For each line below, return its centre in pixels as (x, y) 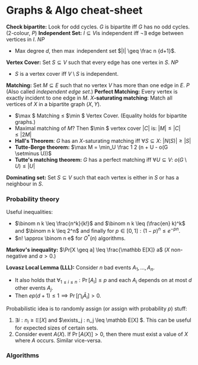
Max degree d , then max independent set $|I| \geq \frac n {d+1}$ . (95, 50)
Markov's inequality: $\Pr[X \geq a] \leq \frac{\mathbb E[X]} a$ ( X (88, 249)
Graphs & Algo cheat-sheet (74, 10)
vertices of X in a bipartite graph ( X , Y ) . (54, 104)
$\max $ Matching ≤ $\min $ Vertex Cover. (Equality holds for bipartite (101, 116)
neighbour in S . (25, 184)
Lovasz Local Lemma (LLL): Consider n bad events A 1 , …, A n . (81, 268)
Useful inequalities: (30, 212)
